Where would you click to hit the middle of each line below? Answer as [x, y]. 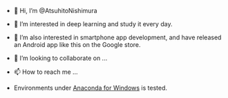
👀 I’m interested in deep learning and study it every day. [93, 24]
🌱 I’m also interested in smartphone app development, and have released [117, 37]
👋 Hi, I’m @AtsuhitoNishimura [56, 11]
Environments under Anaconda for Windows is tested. [91, 88]
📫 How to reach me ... [46, 72]
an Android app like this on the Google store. [77, 45]
